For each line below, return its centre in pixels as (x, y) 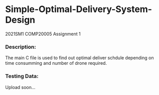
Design (20, 20)
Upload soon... (20, 87)
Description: (21, 47)
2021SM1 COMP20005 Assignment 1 (43, 34)
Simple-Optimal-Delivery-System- (78, 9)
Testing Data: (22, 76)
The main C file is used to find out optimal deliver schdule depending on (79, 58)
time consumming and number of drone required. (56, 63)
